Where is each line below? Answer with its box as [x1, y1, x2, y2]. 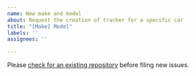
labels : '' [7, 29, 39, 37]
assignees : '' [7, 36, 48, 43]
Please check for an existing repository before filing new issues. [7, 61, 190, 69]
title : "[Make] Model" [7, 23, 72, 30]
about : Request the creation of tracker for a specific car [7, 17, 184, 23]
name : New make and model [7, 10, 81, 17]
